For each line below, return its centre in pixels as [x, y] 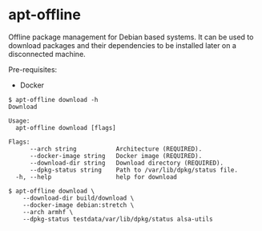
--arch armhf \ [48, 212]
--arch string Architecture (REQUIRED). [116, 149]
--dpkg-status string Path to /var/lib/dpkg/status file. [134, 170]
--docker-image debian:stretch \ [79, 205]
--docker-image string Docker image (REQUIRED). [116, 156]
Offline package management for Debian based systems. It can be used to [131, 37]
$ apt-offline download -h [53, 99]
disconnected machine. [47, 54]
